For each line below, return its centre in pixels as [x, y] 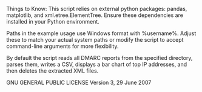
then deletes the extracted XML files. [52, 71]
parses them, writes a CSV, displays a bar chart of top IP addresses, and [97, 64]
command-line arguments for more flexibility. [62, 46]
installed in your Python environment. [53, 21]
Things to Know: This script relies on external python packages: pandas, [97, 9]
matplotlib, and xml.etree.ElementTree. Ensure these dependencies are [95, 15]
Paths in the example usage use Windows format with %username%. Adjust [101, 33]
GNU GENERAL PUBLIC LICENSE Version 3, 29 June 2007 [79, 82]
